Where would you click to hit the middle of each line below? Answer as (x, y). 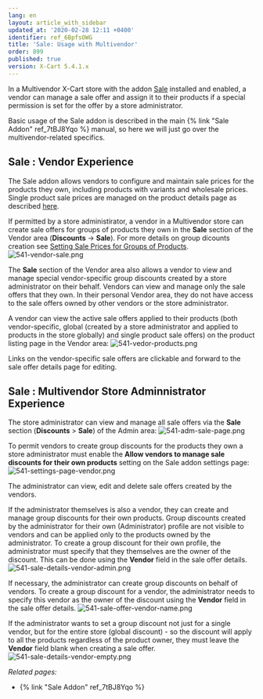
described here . (34, 206)
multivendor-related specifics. (57, 137)
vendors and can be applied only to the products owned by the (110, 535)
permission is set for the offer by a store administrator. (96, 105)
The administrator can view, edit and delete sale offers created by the (120, 486)
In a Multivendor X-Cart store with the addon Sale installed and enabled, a (127, 89)
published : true (34, 60)
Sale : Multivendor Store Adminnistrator (107, 391)
